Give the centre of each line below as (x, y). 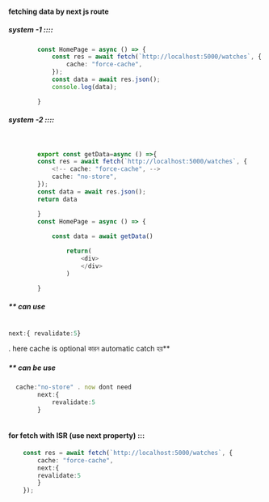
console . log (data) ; (84, 87)
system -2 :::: (32, 120)
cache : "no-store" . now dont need (74, 387)
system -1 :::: (31, 30)
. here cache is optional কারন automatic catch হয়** (89, 349)
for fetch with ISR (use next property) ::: (77, 436)
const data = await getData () (102, 236)
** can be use (32, 368)
